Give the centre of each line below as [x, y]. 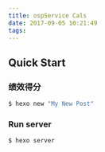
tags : [17, 30]
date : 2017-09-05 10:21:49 [53, 23]
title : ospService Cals [48, 16]
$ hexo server [32, 141]
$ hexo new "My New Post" [51, 104]
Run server [30, 124]
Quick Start [37, 62]
